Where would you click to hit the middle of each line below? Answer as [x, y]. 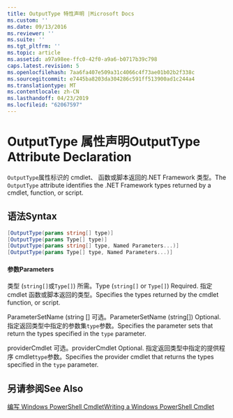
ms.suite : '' [26, 40]
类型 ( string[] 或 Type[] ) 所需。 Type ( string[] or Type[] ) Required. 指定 [110, 286]
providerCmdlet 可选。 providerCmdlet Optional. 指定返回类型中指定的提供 [113, 348]
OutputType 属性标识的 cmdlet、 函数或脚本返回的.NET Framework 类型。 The [117, 177]
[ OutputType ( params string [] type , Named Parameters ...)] [93, 246]
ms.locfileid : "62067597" [45, 105]
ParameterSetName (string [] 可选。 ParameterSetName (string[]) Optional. [114, 317]
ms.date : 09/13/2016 [37, 27]
